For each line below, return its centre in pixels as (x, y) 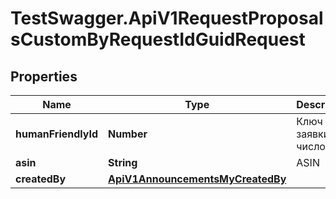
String (123, 162)
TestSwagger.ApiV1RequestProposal (167, 18)
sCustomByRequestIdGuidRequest (158, 39)
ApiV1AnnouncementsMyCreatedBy (197, 179)
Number (128, 134)
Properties (44, 76)
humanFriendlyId (57, 134)
